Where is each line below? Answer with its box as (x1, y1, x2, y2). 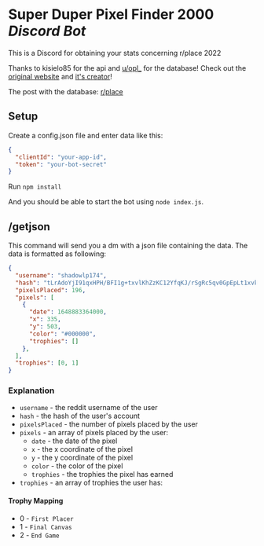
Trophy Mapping (8, 497, 64, 506)
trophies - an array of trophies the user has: (19, 478, 163, 488)
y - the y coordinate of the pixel (31, 453, 134, 463)
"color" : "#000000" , (28, 330, 97, 338)
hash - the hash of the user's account (19, 411, 140, 421)
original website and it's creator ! (8, 71, 112, 81)
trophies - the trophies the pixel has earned (31, 470, 174, 479)
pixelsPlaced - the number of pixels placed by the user (19, 420, 199, 429)
